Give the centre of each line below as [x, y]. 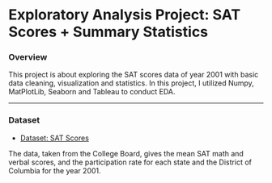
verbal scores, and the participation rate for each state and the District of [130, 162]
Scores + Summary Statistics [108, 32]
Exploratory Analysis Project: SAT [125, 15]
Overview [28, 57]
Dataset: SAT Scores [54, 138]
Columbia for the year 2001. [55, 170]
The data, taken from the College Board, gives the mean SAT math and [126, 153]
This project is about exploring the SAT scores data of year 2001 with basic [134, 75]
